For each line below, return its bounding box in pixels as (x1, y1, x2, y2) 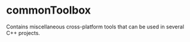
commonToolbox (6, 4, 91, 17)
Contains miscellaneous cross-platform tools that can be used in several (6, 23, 184, 30)
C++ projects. (6, 29, 41, 36)
